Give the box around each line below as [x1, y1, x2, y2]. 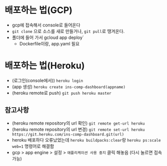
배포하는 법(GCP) [4, 4, 73, 16]
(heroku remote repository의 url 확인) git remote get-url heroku [11, 120, 145, 126]
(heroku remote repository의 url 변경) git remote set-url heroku [11, 126, 145, 132]
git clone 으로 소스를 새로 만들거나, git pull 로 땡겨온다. [11, 28, 125, 34]
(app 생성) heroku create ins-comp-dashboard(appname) [11, 83, 126, 90]
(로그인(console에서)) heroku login [11, 77, 83, 83]
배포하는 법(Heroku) [4, 60, 85, 71]
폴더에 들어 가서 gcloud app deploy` [11, 34, 84, 40]
